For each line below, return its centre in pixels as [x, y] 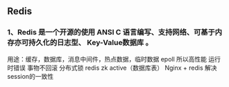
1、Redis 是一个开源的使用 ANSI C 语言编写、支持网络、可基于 [111, 32]
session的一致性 [31, 76]
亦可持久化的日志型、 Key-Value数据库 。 [83, 43]
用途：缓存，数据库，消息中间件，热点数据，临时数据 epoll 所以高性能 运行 [114, 59]
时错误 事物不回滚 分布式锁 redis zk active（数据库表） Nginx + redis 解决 [112, 68]
